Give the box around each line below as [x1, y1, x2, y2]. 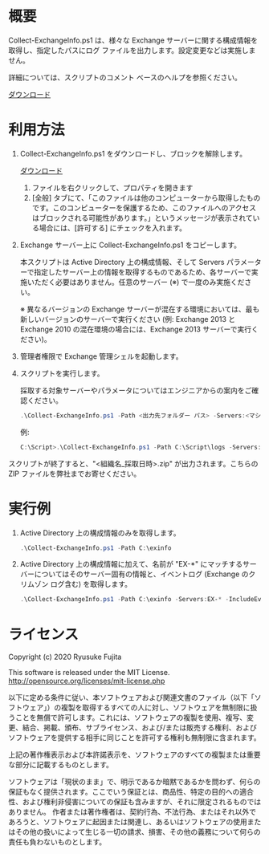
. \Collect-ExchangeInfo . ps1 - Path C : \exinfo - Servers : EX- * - [19, 596, 230, 604]
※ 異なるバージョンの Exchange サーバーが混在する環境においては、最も [19, 304, 260, 314]
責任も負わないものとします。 [8, 837, 107, 847]
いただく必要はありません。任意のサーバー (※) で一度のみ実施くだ [26, 277, 245, 287]
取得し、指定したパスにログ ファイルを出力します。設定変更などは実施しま [8, 45, 256, 55]
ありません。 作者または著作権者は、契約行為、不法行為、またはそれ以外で [8, 807, 257, 817]
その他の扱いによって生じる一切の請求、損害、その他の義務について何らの [14, 828, 261, 837]
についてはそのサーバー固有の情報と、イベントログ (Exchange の [34, 569, 249, 579]
